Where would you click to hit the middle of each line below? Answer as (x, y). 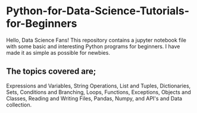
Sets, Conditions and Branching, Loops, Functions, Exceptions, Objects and (99, 92)
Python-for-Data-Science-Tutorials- (98, 11)
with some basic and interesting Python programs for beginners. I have (93, 46)
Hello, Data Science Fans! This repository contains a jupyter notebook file (96, 40)
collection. (19, 105)
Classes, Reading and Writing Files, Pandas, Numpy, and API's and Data (94, 98)
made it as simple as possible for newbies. (58, 52)
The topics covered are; (51, 72)
